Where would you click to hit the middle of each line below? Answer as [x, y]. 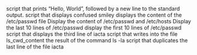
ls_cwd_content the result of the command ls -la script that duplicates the [97, 40]
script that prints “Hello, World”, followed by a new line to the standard [93, 9]
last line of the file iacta [35, 47]
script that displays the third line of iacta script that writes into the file [92, 34]
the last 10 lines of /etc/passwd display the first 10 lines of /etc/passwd [94, 27]
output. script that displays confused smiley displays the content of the [94, 15]
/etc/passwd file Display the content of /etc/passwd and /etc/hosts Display [98, 21]
